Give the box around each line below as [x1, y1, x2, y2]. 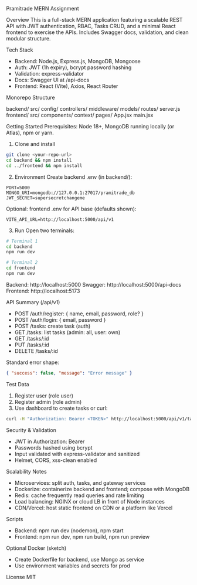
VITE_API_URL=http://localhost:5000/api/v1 [6, 216, 114, 222]
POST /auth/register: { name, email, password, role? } [14, 310, 144, 317]
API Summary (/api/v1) [6, 298, 60, 305]
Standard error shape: [6, 359, 60, 366]
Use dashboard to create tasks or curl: [14, 404, 108, 411]
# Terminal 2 [6, 260, 38, 266]
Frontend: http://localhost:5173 [6, 287, 80, 294]
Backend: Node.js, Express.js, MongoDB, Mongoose [14, 58, 141, 64]
